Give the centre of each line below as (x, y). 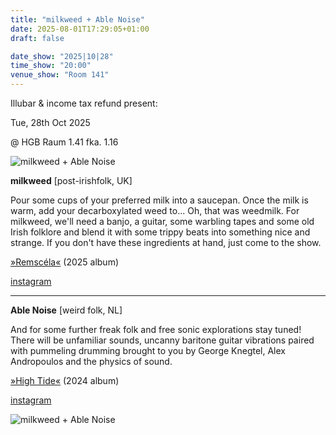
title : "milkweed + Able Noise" (77, 19)
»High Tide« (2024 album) (65, 380)
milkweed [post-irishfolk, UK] (71, 180)
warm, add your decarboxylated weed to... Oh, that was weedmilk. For (155, 210)
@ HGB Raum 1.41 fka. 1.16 (64, 142)
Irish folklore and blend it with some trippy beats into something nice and (160, 232)
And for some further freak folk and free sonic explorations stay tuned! (156, 329)
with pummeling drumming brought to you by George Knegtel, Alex (148, 350)
